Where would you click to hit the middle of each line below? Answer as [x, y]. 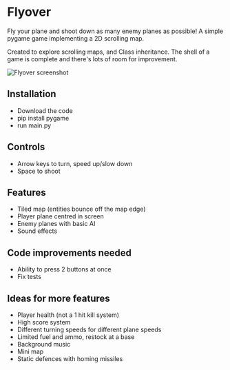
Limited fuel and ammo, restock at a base [76, 337]
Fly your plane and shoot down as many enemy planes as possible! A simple [115, 31]
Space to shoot [39, 171]
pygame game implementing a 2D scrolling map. [76, 38]
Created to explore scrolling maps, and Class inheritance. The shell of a [108, 52]
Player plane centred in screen [61, 216]
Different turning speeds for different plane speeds [89, 329]
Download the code [45, 110]
